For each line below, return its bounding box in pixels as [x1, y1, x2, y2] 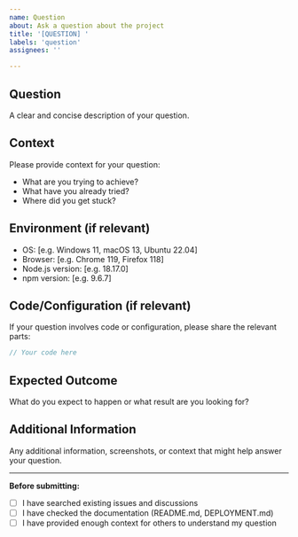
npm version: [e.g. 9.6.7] [21, 272, 113, 284]
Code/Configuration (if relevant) [9, 298, 192, 313]
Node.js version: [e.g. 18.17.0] [21, 263, 129, 274]
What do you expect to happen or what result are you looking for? [9, 396, 250, 408]
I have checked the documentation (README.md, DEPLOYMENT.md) [21, 507, 274, 518]
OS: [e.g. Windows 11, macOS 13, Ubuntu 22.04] [21, 245, 198, 255]
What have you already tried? [21, 185, 130, 196]
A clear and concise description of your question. [9, 110, 190, 121]
